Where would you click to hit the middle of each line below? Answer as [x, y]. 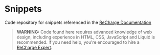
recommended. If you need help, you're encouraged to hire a [78, 42]
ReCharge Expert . [34, 47]
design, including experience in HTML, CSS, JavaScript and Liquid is [86, 37]
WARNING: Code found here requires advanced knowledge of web [84, 32]
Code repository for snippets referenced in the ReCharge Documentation [78, 22]
